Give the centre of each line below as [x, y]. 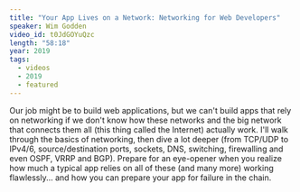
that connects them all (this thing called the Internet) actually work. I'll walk [149, 129]
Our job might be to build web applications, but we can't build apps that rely [150, 110]
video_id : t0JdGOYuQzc [52, 34]
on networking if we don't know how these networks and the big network [145, 120]
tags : [19, 59]
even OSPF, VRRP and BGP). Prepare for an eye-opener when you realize [146, 158]
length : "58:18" [40, 43]
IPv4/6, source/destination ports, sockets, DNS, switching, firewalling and [146, 149]
